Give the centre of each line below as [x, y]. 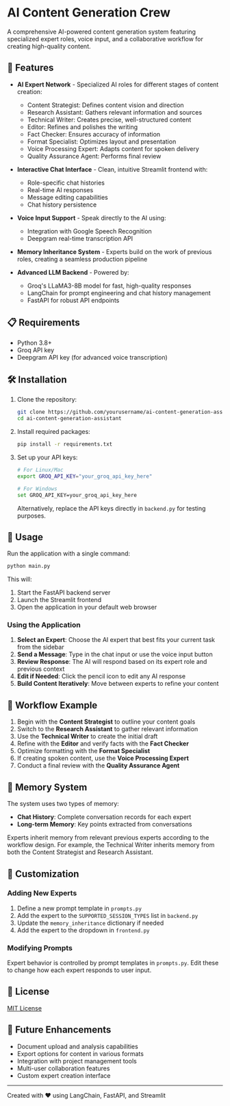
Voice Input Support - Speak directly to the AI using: [91, 218]
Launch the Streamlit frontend [59, 600]
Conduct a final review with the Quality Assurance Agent [98, 765]
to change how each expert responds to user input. [79, 970]
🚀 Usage [25, 537]
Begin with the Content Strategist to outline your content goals [106, 722]
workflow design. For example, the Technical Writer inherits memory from [111, 845]
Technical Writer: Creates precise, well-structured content [109, 119]
